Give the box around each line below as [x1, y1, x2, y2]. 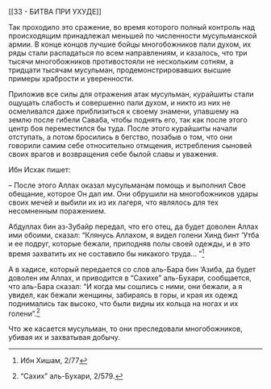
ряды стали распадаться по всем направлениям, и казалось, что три [8, 48, 248, 57]
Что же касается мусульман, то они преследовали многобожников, [8, 324, 244, 333]
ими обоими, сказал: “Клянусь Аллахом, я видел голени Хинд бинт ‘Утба [8, 230, 260, 240]
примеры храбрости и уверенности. [8, 74, 135, 83]
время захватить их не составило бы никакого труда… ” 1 [8, 247, 205, 259]
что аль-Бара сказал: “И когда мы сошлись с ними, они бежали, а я [8, 281, 243, 291]
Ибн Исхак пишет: [8, 165, 71, 174]
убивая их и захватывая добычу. [8, 333, 121, 342]
